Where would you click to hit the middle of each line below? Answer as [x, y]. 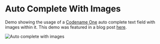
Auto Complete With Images [63, 9]
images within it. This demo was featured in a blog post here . [66, 27]
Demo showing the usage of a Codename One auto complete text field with [80, 22]
